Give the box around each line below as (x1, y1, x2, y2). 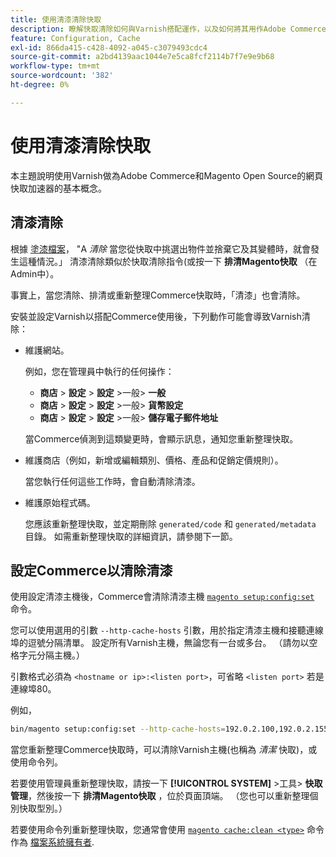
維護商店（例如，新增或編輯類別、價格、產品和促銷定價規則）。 (24, 454, 284, 466)
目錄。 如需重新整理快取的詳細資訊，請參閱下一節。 (24, 530, 238, 542)
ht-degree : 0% (10, 80, 70, 90)
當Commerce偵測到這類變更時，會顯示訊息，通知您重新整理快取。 (24, 432, 299, 445)
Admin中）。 (10, 267, 60, 280)
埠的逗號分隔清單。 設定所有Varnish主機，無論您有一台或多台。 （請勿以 (10, 637, 310, 649)
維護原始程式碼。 (24, 496, 96, 508)
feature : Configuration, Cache (10, 33, 141, 43)
